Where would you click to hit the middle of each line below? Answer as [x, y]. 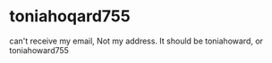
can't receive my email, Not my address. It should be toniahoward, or [136, 41]
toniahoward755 [39, 50]
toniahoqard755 [70, 16]
